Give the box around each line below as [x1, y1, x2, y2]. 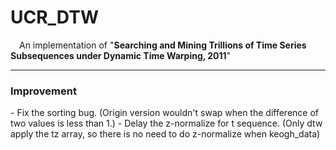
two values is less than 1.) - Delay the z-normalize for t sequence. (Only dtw [10, 117, 323, 130]
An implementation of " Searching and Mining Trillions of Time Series [19, 39, 307, 51]
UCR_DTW [10, 6, 99, 29]
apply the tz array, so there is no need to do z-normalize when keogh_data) [10, 128, 321, 140]
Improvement [10, 84, 77, 98]
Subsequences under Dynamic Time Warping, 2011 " [10, 49, 232, 61]
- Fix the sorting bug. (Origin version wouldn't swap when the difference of [10, 107, 320, 119]
